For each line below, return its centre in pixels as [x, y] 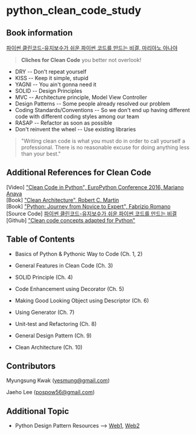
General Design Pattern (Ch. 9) [53, 336]
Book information [40, 33]
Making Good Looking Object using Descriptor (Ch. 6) [82, 300]
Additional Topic [38, 411]
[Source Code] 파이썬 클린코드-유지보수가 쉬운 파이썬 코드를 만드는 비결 [92, 213]
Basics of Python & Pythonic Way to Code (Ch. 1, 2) [79, 254]
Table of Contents [41, 239]
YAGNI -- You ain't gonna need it [55, 84]
